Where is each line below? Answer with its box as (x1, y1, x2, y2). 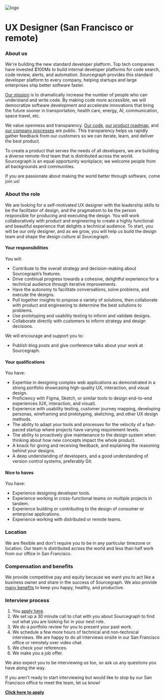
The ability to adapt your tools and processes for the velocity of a (12, 422, 145, 428)
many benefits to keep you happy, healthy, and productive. (5, 584, 125, 590)
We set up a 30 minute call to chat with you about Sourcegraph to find (12, 613, 155, 619)
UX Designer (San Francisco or (5, 22, 134, 33)
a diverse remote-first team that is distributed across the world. (5, 153, 134, 159)
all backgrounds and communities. (5, 164, 75, 170)
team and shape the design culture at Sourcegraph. (5, 233, 110, 239)
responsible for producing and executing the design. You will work (5, 213, 139, 219)
